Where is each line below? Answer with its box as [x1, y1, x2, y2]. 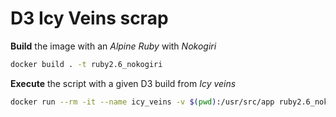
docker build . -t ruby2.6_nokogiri [10, 59, 163, 69]
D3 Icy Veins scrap [10, 7, 169, 30]
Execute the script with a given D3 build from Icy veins [10, 77, 237, 89]
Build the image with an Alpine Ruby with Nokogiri [10, 40, 217, 52]
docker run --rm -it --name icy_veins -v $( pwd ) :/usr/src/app [10, 97, 275, 107]
